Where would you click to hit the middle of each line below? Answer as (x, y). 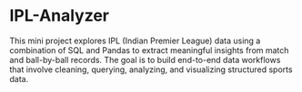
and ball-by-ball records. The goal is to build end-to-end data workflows (145, 60)
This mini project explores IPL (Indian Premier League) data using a (135, 41)
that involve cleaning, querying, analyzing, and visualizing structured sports (151, 69)
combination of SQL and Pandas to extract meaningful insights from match (149, 50)
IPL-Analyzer (60, 16)
